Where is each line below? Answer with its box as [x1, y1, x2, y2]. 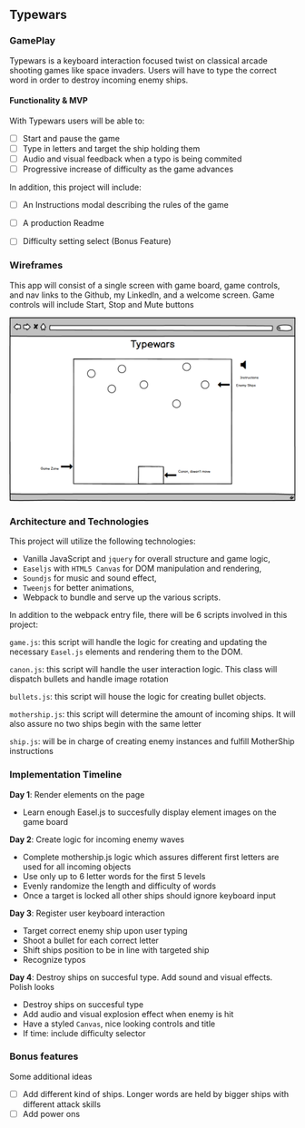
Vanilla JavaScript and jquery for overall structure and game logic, [22, 554, 271, 564]
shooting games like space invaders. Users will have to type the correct [9, 64, 277, 75]
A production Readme [22, 218, 104, 229]
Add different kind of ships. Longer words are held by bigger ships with [22, 1088, 290, 1099]
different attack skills [22, 1098, 102, 1110]
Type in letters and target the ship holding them [22, 142, 201, 153]
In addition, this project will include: [9, 181, 143, 193]
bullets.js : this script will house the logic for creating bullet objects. [9, 692, 267, 702]
